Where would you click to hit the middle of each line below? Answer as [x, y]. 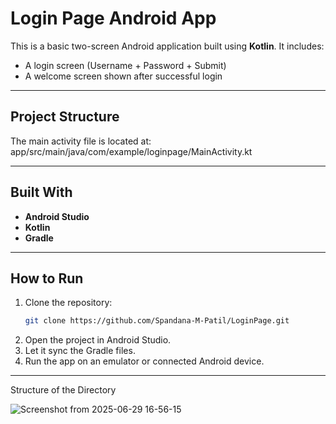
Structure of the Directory [63, 390]
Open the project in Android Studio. [98, 340]
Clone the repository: [68, 303]
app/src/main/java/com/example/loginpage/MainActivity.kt [131, 151]
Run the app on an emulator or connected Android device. [144, 361]
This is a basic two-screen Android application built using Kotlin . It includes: [167, 46]
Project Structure [65, 117]
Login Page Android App [113, 18]
